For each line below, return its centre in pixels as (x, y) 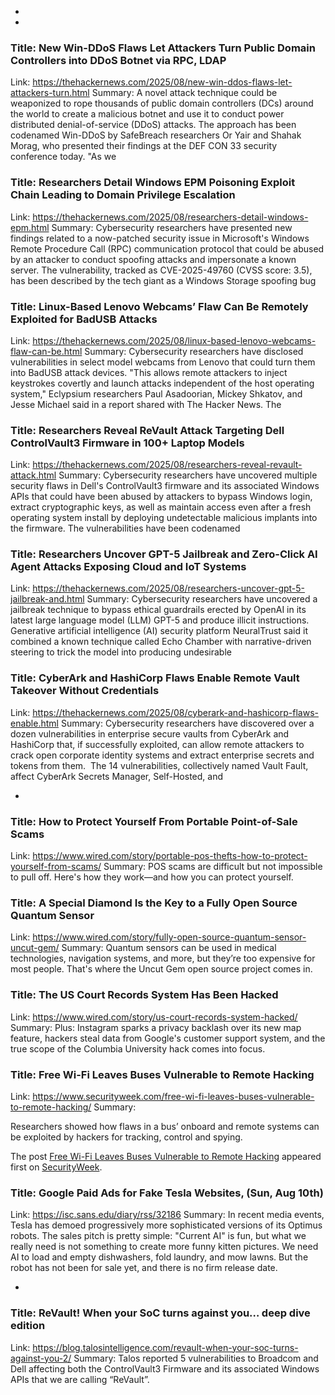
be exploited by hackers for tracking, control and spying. (126, 1137)
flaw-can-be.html (46, 351)
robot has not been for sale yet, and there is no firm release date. (144, 1268)
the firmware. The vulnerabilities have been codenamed (125, 528)
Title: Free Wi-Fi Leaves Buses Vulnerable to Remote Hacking (162, 1074)
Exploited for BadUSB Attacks (84, 319)
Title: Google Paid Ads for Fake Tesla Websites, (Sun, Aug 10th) (167, 1193)
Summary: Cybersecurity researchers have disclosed (194, 351)
